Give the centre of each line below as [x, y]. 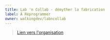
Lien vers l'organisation [40, 33]
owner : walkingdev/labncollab [36, 19]
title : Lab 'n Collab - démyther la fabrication [55, 10]
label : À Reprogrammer [28, 14]
